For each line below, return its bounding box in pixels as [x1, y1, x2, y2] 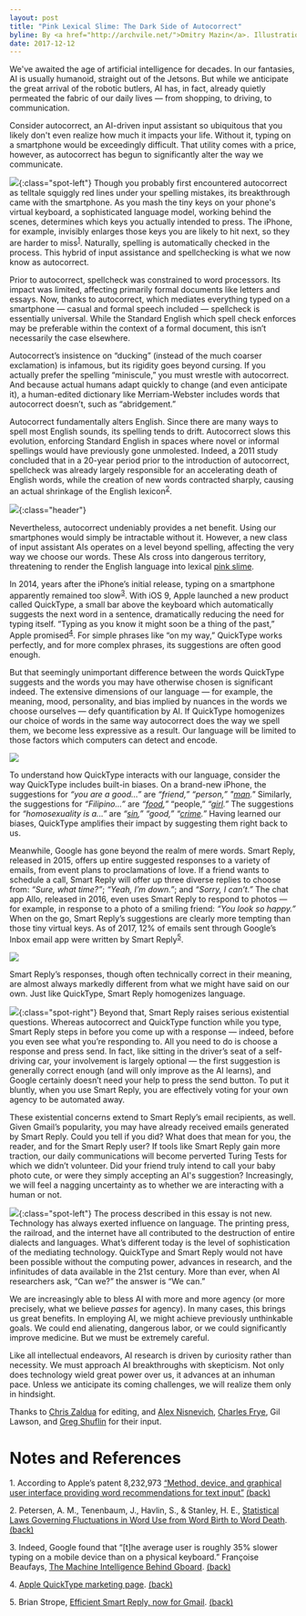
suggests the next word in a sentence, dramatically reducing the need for [9, 609, 285, 620]
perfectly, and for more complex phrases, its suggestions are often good [9, 639, 281, 650]
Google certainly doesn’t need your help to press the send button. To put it [9, 1075, 290, 1086]
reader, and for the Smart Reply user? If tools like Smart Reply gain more [9, 1140, 280, 1151]
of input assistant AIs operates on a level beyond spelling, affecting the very [9, 541, 294, 552]
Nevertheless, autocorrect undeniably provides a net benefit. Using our [9, 521, 277, 533]
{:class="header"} [18, 504, 87, 515]
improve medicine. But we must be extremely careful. [9, 1332, 209, 1343]
